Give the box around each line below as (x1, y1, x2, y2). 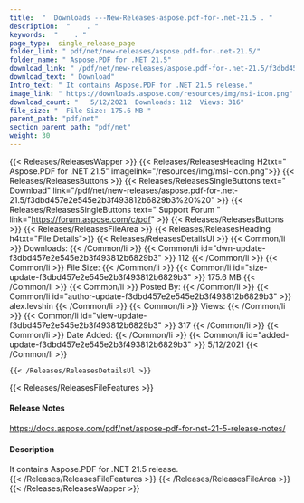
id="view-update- (80, 310, 147, 321)
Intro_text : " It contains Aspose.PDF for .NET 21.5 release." (9, 81, 253, 90)
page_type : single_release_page (9, 38, 136, 48)
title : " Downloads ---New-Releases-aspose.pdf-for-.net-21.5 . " (9, 13, 273, 23)
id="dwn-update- (200, 242, 267, 254)
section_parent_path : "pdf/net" (9, 123, 131, 132)
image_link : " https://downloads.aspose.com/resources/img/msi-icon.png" (9, 89, 294, 98)
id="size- (233, 262, 269, 273)
